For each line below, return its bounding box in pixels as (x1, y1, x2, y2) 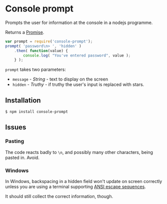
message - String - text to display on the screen (12, 76, 108, 82)
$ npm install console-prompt (5, 109, 68, 114)
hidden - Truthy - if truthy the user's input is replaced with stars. (12, 81, 144, 87)
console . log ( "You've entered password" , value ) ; (23, 53, 131, 58)
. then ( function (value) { (14, 48, 68, 53)
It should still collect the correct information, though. (5, 193, 113, 199)
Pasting (5, 138, 24, 145)
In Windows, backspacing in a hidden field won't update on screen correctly (5, 178, 162, 184)
